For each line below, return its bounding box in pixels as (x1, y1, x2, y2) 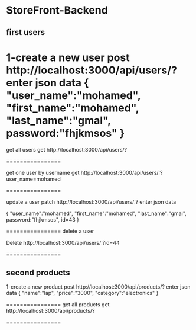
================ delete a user (6, 228, 94, 235)
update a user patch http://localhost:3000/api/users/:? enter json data (6, 198, 177, 205)
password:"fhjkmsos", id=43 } (6, 216, 80, 223)
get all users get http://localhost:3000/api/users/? (6, 146, 128, 153)
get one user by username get (6, 169, 80, 176)
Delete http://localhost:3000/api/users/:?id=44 (6, 239, 120, 246)
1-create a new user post (6, 51, 130, 64)
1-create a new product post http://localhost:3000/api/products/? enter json (6, 283, 191, 290)
